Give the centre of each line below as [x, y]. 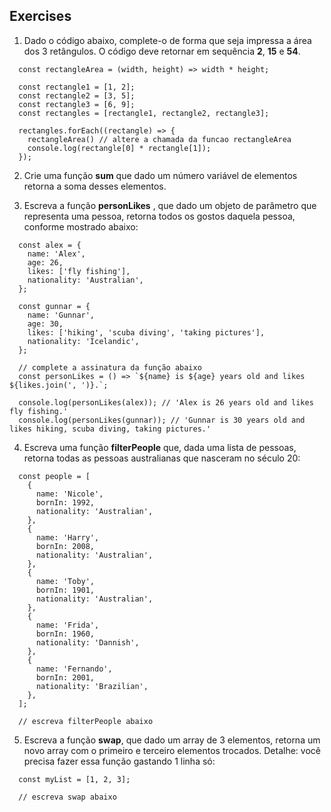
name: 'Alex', [56, 254]
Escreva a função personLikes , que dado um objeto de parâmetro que [170, 205]
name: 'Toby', [65, 581]
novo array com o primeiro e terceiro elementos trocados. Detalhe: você [172, 750]
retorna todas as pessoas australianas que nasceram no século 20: [162, 458]
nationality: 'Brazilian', [92, 686]
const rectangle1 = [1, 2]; [77, 87]
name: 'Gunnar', [61, 315]
